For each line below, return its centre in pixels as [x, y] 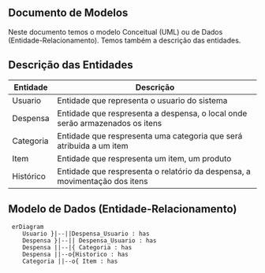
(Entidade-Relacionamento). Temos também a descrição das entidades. [125, 40]
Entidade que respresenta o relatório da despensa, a [154, 171]
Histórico [29, 176]
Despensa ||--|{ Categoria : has [77, 248]
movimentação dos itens [103, 181]
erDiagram [28, 227]
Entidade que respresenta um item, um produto [144, 158]
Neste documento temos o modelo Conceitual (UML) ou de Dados [116, 31]
